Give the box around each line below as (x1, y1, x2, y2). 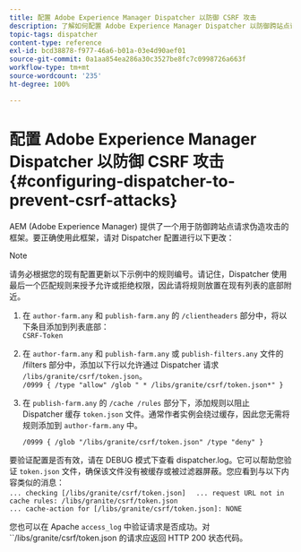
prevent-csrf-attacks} (9, 190, 177, 211)
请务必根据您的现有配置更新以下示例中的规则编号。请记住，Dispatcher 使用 (9, 268, 288, 279)
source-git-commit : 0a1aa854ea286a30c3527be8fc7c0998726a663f (9, 55, 246, 64)
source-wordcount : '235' (9, 72, 102, 81)
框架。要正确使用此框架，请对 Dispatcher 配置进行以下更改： (9, 232, 235, 243)
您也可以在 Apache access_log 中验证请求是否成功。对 (9, 521, 211, 531)
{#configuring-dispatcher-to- (9, 171, 236, 191)
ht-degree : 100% (9, 80, 70, 89)
